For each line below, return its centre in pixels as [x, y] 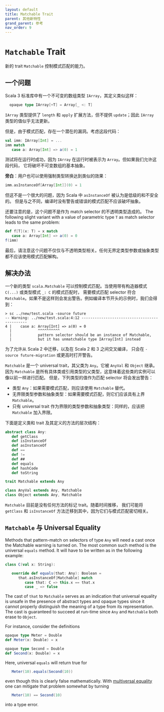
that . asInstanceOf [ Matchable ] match [55, 578]
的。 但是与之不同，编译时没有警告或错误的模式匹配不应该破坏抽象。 [74, 201]
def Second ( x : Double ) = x [32, 653]
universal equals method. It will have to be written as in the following [74, 550]
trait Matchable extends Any [35, 482]
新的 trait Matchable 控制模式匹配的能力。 [46, 66]
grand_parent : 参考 [24, 23]
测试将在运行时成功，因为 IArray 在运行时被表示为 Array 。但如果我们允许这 [81, 160]
